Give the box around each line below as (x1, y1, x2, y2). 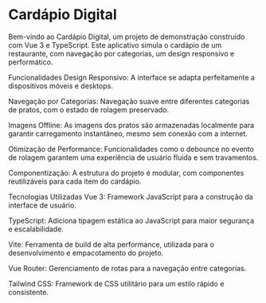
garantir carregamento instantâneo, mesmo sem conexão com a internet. (8, 129, 248, 138)
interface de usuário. (8, 200, 77, 210)
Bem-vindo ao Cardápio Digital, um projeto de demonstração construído (8, 32, 245, 41)
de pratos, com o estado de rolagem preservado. (8, 105, 170, 115)
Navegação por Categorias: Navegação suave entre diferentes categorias (8, 96, 250, 106)
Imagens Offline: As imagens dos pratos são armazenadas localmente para (8, 120, 255, 130)
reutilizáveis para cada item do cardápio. (8, 177, 142, 186)
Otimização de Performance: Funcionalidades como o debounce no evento (8, 144, 255, 153)
